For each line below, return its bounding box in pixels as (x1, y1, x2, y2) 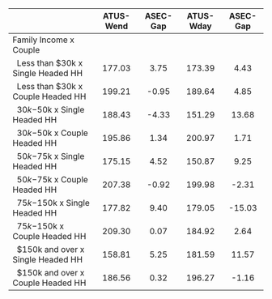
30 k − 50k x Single (16, 105, 85, 115)
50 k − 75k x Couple (16, 174, 89, 185)
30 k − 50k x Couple (16, 127, 89, 139)
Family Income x (12, 34, 75, 45)
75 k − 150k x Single (16, 198, 91, 208)
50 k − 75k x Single (16, 151, 85, 161)
